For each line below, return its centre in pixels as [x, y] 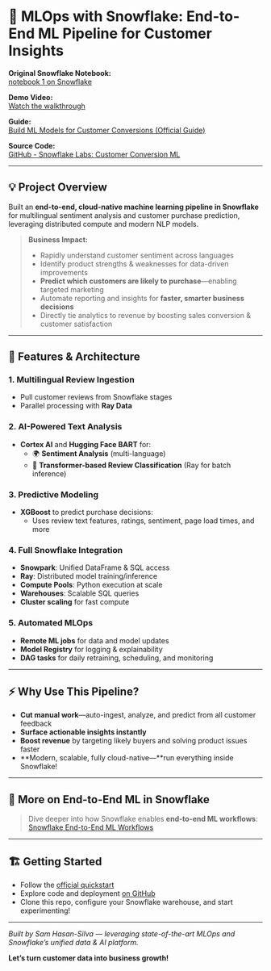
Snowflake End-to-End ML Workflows [91, 827]
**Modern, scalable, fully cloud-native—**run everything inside [127, 758]
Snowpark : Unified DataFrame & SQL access [95, 567]
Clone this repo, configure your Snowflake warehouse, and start [126, 902]
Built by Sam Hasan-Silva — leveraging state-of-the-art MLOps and [122, 934]
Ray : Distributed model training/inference [89, 576]
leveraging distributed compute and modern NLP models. [104, 224]
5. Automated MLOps [51, 623]
